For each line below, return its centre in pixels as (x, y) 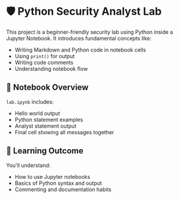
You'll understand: (28, 165)
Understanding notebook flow (51, 68)
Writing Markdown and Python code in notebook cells (80, 50)
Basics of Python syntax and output (58, 183)
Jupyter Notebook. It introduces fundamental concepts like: (79, 38)
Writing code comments (44, 62)
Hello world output (37, 113)
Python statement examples (49, 119)
